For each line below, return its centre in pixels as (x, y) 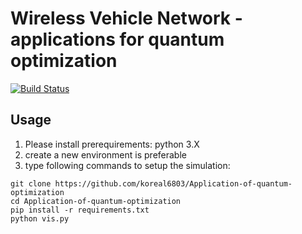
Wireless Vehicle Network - (126, 18)
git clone (31, 183)
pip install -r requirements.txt (80, 210)
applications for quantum (117, 39)
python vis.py (40, 218)
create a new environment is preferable (105, 154)
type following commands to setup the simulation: (127, 165)
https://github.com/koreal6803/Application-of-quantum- (173, 183)
